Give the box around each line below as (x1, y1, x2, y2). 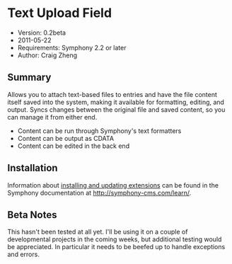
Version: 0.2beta (17, 28, 66, 37)
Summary (7, 71, 52, 84)
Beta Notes (7, 209, 58, 221)
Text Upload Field (7, 5, 112, 21)
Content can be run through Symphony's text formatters (17, 126, 182, 135)
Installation (7, 162, 58, 174)
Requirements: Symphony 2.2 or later (17, 43, 127, 52)
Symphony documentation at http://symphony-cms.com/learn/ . (7, 188, 192, 197)
